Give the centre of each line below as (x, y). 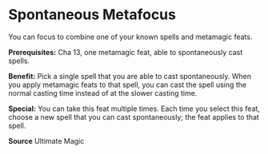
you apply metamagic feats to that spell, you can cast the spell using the (128, 85)
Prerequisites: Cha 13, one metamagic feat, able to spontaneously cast (126, 52)
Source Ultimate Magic (46, 140)
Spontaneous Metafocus (92, 15)
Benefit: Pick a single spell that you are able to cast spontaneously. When (130, 76)
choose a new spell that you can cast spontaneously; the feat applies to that (134, 116)
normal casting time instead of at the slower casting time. (103, 93)
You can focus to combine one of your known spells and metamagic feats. (130, 37)
